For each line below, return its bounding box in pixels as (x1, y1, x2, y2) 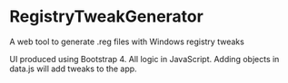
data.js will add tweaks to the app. (9, 63, 138, 74)
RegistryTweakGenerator (9, 6, 204, 27)
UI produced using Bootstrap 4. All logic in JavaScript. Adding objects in (9, 53, 280, 64)
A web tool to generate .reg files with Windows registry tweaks (9, 36, 245, 47)
